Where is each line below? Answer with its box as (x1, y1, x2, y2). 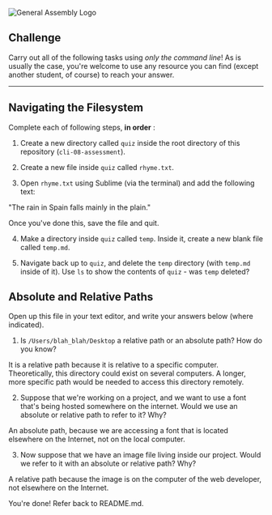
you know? (19, 344, 57, 354)
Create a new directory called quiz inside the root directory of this (19, 138, 240, 147)
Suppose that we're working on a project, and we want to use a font (19, 393, 247, 402)
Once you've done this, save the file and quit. (8, 218, 159, 228)
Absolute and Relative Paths (8, 290, 154, 304)
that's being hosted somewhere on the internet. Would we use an (19, 402, 238, 411)
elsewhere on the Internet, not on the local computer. (8, 434, 185, 445)
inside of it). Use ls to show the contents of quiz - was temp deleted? (19, 266, 250, 276)
